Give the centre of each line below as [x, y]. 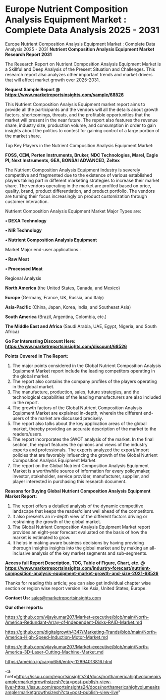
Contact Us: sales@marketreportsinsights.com [53, 597]
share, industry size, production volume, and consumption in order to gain [81, 125]
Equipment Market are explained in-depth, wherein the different [77, 413]
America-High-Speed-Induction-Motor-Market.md [56, 637]
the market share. [23, 136]
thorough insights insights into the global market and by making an [80, 548]
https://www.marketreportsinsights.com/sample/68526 [64, 95]
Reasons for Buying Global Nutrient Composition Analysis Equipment [78, 491]
